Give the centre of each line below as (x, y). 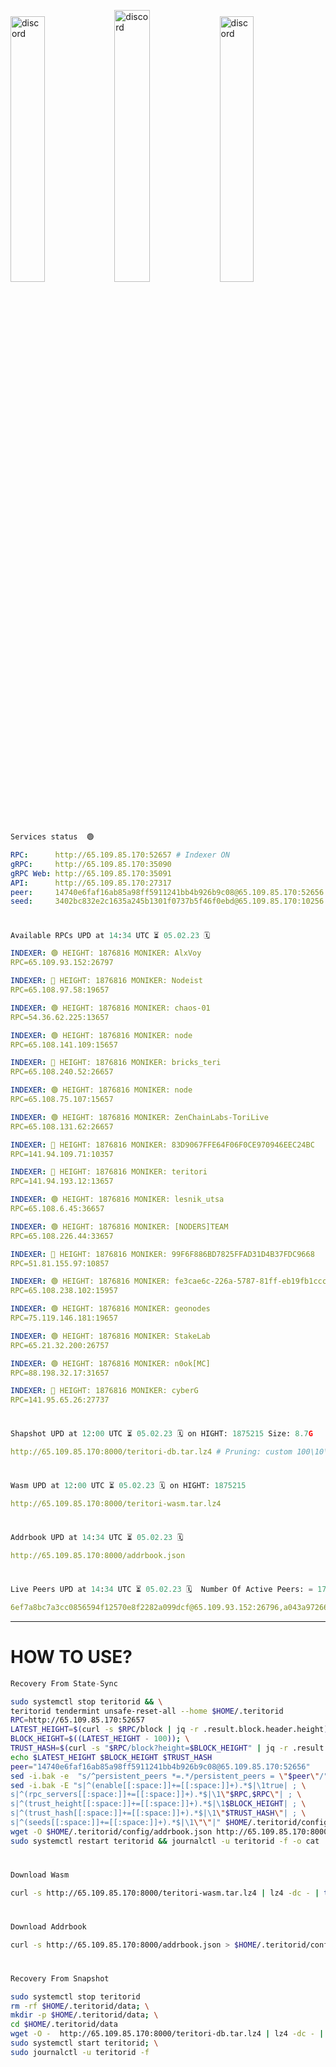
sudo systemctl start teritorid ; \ (84, 2043)
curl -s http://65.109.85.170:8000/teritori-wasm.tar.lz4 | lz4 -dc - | (165, 1893)
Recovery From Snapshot (60, 1978)
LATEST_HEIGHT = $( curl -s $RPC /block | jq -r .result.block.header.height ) (169, 1730)
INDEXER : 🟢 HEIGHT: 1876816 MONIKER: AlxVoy (106, 953)
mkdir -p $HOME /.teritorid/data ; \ (84, 2015)
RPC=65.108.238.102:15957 (64, 1291)
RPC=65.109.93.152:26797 (62, 963)
